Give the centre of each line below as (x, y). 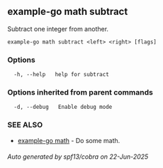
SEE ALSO (25, 125)
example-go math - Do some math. (69, 140)
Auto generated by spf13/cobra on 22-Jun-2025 (78, 157)
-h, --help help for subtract (62, 75)
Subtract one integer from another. (58, 28)
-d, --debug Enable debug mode (63, 107)
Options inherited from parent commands (80, 93)
